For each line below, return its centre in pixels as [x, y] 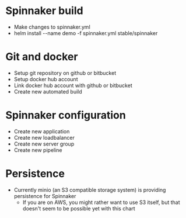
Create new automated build [48, 91]
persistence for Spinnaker [45, 196]
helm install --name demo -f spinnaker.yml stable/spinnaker [86, 33]
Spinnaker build [44, 11]
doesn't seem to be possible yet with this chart [79, 208]
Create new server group [44, 144]
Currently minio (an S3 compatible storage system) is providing [90, 190]
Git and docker [42, 57]
